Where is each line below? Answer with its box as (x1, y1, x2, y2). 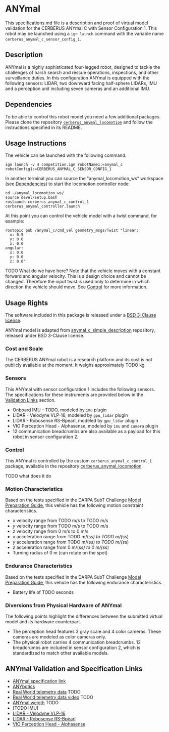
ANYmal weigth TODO (12, 699, 59, 706)
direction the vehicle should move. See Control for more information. (5, 284, 148, 290)
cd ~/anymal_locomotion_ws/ (5, 191, 65, 196)
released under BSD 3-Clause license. (5, 332, 85, 339)
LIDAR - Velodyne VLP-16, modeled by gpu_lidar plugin (12, 412, 128, 418)
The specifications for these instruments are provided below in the (5, 392, 144, 398)
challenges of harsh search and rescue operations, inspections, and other (5, 69, 159, 75)
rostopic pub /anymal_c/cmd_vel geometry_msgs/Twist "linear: (5, 228, 139, 233)
